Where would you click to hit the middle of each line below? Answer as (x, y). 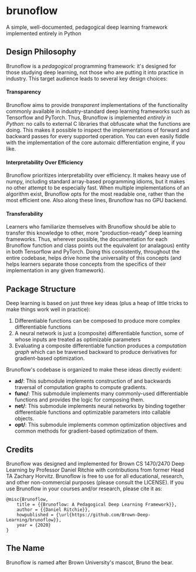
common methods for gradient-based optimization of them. (86, 431)
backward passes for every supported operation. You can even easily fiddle (98, 136)
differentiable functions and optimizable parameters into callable (92, 412)
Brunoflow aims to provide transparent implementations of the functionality (97, 105)
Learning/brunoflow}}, (34, 520)
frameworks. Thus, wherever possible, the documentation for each (87, 239)
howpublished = (35, 515)
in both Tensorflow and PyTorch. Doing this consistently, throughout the (93, 252)
